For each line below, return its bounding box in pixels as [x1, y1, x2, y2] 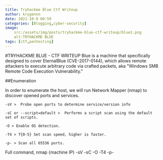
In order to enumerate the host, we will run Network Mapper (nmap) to [5, 87, 147, 93]
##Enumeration [5, 78, 36, 83]
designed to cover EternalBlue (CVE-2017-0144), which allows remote [5, 57, 146, 64]
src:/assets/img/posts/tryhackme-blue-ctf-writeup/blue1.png [14, 30, 141, 35]
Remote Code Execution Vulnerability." [5, 68, 83, 74]
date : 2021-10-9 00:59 [5, 16, 52, 21]
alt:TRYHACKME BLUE [14, 35, 54, 40]
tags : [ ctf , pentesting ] [5, 39, 54, 44]
